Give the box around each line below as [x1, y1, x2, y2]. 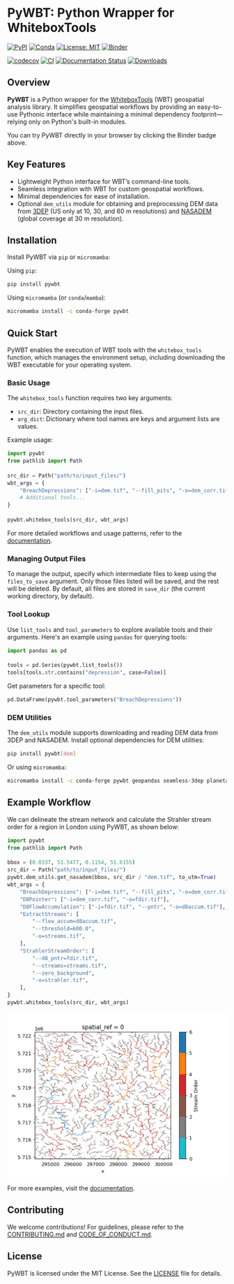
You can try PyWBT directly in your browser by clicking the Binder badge [7, 131, 217, 139]
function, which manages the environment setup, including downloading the [7, 353, 226, 361]
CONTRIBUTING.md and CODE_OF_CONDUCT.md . [7, 1230, 153, 1239]
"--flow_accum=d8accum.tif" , [32, 918, 117, 925]
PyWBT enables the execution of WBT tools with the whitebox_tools [7, 346, 202, 354]
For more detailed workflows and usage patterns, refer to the [7, 529, 182, 537]
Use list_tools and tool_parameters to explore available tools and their [7, 625, 213, 633]
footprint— [191, 110, 223, 118]
